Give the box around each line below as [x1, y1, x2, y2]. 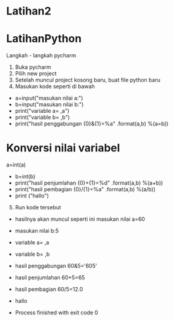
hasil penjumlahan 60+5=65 [14, 274, 85, 281]
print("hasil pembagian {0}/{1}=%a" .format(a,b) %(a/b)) [14, 186, 156, 193]
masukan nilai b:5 [14, 227, 59, 235]
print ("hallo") [14, 192, 50, 200]
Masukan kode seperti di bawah [14, 83, 95, 90]
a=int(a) [6, 161, 26, 168]
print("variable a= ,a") [14, 107, 69, 115]
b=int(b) [14, 173, 36, 180]
